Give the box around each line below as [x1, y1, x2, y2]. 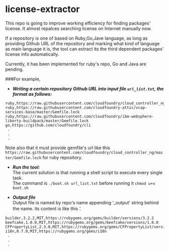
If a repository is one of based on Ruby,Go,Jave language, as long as [5, 35, 148, 41]
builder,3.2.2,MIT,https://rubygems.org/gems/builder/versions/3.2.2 [5, 215, 154, 220]
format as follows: [12, 91, 52, 97]
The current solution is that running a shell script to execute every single [12, 169, 162, 175]
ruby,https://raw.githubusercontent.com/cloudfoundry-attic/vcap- [5, 105, 147, 110]
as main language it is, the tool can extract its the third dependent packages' [5, 46, 164, 52]
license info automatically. [5, 51, 59, 57]
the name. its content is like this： [12, 205, 83, 211]
